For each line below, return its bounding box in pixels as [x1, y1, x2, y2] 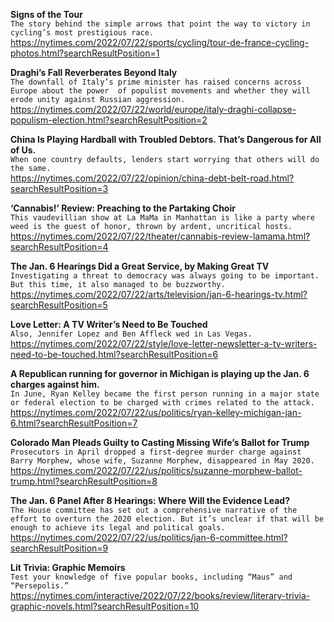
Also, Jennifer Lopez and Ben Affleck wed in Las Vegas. [10, 329, 253, 339]
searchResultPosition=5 [10, 299, 108, 311]
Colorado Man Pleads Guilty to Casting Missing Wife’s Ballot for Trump [10, 437, 310, 448]
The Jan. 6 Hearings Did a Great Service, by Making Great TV [10, 260, 270, 272]
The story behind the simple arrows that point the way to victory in [10, 19, 311, 29]
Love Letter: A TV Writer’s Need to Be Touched [10, 319, 208, 330]
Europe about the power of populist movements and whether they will [10, 86, 311, 96]
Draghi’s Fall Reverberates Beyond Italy [10, 67, 178, 78]
